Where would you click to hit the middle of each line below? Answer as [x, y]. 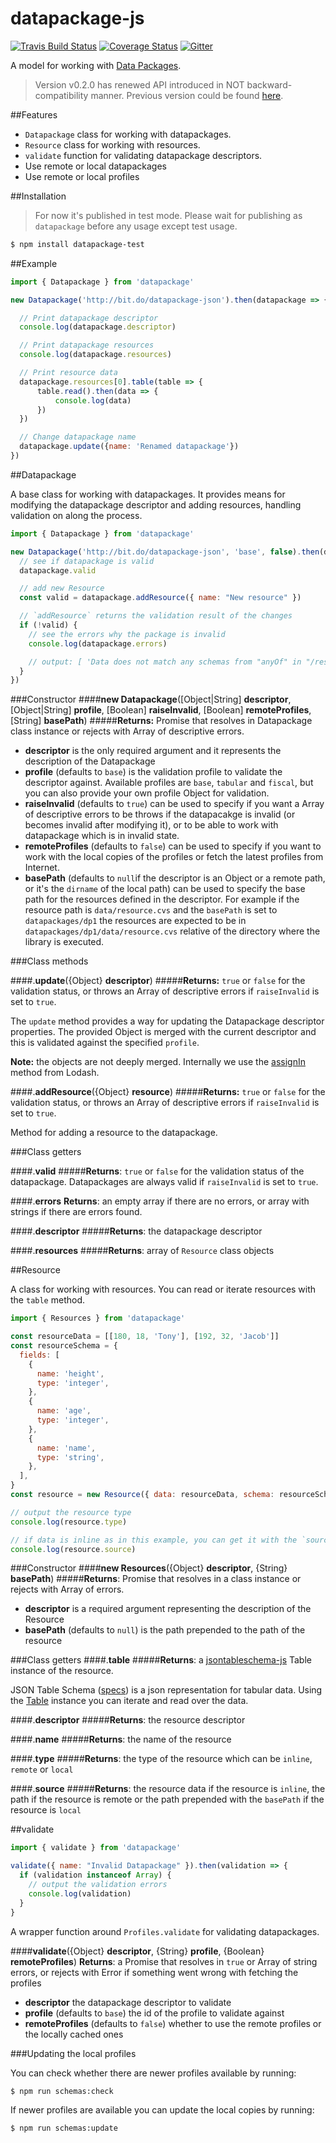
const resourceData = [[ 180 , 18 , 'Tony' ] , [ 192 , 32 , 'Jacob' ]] [145, 1337]
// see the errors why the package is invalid [127, 634]
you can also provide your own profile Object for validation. [147, 793]
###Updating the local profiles [73, 2053]
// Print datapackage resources [87, 345]
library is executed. [64, 942]
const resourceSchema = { [64, 1346]
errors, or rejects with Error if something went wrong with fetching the [154, 1972]
